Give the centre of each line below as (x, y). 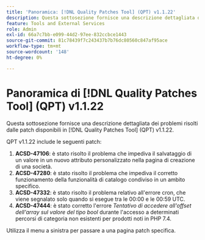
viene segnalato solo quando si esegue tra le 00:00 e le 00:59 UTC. (100, 199)
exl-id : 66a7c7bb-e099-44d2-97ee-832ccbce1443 (67, 35)
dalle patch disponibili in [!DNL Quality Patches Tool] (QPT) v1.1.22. (90, 130)
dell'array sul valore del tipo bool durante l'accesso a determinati (97, 212)
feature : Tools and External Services (56, 23)
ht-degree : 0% (24, 58)
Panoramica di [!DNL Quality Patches (102, 93)
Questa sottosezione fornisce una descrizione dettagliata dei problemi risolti (102, 123)
